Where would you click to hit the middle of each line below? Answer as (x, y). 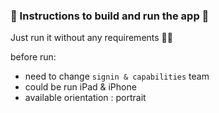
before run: (33, 57)
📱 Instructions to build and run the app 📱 (110, 16)
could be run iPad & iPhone (80, 87)
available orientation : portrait (85, 98)
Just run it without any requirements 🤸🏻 (91, 38)
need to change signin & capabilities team (117, 76)
